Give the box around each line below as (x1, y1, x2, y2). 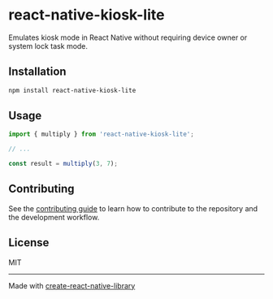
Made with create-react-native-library (8, 280, 136, 290)
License (8, 236, 50, 249)
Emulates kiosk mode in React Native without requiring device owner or (8, 32, 248, 42)
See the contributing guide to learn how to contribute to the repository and (8, 203, 258, 213)
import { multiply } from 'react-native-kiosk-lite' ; (8, 130, 195, 139)
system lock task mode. (8, 41, 88, 50)
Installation (8, 65, 67, 79)
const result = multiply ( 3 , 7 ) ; (8, 160, 118, 168)
